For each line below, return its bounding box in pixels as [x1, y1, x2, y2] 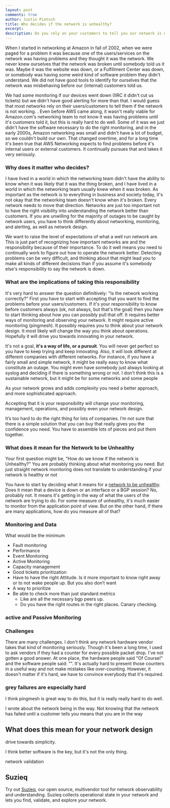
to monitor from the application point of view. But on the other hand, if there [5, 503, 163, 509]
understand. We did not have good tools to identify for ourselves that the [5, 77, 157, 83]
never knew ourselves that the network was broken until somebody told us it [5, 61, 164, 67]
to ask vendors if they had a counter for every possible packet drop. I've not [5, 650, 164, 656]
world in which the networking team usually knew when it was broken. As [5, 186, 158, 192]
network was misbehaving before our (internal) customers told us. [5, 82, 143, 89]
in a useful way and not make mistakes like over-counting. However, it [5, 666, 151, 672]
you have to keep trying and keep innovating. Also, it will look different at [5, 348, 157, 354]
